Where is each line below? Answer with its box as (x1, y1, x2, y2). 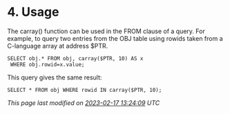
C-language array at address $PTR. (7, 41, 108, 50)
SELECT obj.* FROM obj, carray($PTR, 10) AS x (7, 55, 144, 62)
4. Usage (7, 4, 59, 20)
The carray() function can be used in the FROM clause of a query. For (7, 27, 205, 35)
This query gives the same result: (7, 73, 102, 82)
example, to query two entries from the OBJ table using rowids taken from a (7, 34, 223, 42)
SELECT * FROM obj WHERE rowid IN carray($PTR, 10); (7, 86, 162, 93)
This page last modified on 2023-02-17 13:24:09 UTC (7, 98, 160, 107)
